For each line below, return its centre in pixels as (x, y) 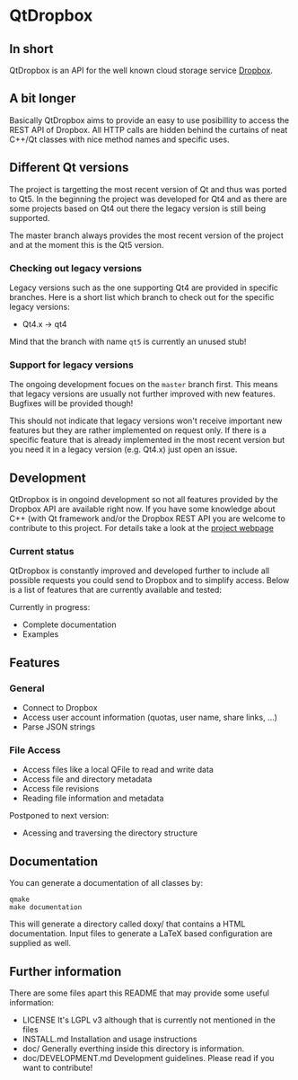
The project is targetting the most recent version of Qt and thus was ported (148, 189)
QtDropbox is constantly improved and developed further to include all (140, 571)
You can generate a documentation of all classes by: (106, 883)
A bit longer (43, 98)
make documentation (46, 907)
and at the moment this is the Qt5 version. (87, 244)
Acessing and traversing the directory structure (110, 833)
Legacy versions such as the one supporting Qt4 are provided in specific (144, 288)
